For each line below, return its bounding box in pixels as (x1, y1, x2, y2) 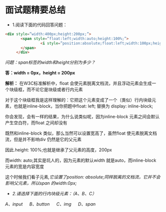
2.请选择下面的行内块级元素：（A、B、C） (12, 191, 97, 197)
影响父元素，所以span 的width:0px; (5, 180, 77, 186)
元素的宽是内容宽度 (5, 164, 44, 170)
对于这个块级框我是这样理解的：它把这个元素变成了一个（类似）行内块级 (5, 97, 152, 103)
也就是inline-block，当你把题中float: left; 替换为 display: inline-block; (13, 103, 154, 109)
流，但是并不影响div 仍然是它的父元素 (5, 137, 82, 142)
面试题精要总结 (5, 4, 66, 16)
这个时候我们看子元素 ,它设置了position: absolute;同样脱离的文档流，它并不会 (5, 174, 161, 180)
